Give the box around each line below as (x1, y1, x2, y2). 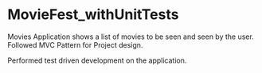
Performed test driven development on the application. (7, 56, 187, 65)
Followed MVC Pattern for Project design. (7, 40, 143, 49)
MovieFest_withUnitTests (7, 6, 179, 24)
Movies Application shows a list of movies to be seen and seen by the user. (7, 32, 254, 41)
